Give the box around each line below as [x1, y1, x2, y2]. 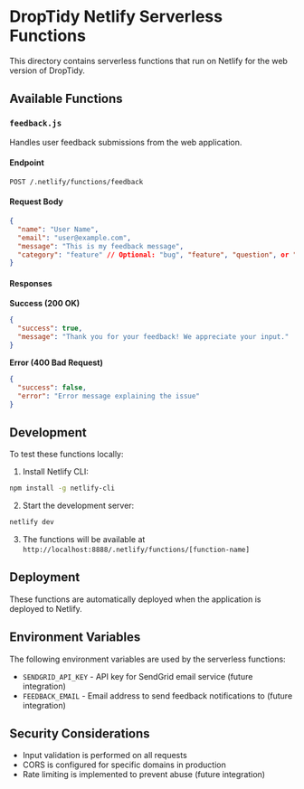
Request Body [9, 196, 63, 207]
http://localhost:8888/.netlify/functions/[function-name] [22, 545, 251, 555]
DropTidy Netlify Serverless [9, 6, 223, 27]
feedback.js [9, 118, 62, 128]
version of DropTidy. [9, 65, 86, 76]
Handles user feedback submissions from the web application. [9, 136, 242, 147]
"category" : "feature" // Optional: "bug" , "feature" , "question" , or [17, 250, 290, 259]
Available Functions [9, 91, 124, 107]
